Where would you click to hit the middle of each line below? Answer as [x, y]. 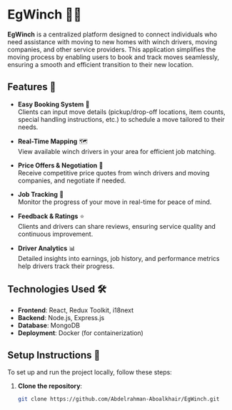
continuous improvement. [55, 234]
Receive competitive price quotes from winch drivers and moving [114, 173]
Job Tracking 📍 [41, 194]
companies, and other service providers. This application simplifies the [112, 49]
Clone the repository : [50, 386]
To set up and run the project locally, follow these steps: [90, 372]
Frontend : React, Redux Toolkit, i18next [76, 310]
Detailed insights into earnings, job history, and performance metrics [118, 258]
